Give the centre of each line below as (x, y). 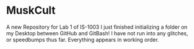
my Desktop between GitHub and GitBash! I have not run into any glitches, (97, 33)
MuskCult (31, 10)
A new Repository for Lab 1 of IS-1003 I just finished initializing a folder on (97, 27)
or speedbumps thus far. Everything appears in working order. (83, 39)
